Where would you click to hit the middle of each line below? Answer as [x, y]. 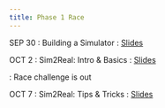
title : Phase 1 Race [47, 17]
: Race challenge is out [50, 77]
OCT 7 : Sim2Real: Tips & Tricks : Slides [81, 94]
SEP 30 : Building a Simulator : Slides [76, 42]
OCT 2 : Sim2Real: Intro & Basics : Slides [82, 59]
